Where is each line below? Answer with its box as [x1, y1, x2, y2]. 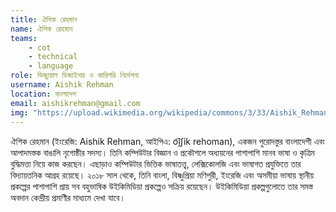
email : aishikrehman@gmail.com [10, 98, 141, 108]
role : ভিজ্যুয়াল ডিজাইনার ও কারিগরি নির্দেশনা [10, 71, 140, 81]
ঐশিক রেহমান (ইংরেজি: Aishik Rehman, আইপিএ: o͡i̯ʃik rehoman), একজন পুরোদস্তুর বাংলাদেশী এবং [10, 136, 325, 148]
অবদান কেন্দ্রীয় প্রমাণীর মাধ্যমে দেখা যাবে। [10, 192, 126, 204]
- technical [28, 52, 78, 62]
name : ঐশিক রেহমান [10, 24, 73, 34]
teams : [10, 33, 38, 43]
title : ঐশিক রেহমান [10, 14, 78, 25]
